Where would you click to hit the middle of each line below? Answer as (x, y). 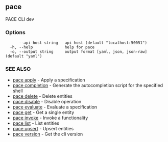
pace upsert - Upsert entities (43, 129)
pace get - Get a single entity (43, 112)
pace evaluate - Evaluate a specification (55, 107)
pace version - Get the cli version (48, 134)
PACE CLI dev (20, 19)
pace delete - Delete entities (42, 96)
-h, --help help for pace (52, 47)
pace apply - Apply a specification (49, 80)
